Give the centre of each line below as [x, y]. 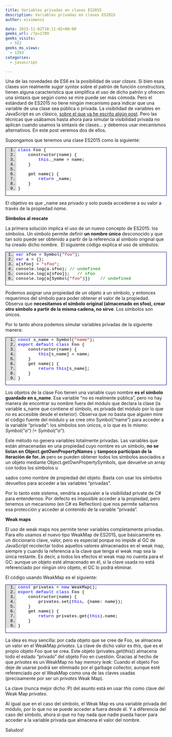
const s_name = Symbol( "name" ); [56, 340]
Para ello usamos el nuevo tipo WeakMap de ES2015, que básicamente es [83, 535]
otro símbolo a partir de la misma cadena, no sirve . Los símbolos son [79, 309]
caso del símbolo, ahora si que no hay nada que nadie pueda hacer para [81, 714]
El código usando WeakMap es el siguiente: [51, 577]
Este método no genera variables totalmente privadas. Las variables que [81, 441]
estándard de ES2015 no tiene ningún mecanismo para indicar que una [80, 103]
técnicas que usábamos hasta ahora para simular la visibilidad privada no [83, 119]
